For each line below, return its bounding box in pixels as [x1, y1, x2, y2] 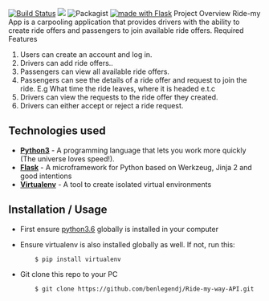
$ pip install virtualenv [35, 255, 122, 263]
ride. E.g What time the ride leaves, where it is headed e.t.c [19, 84, 216, 93]
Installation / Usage [8, 203, 108, 217]
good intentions [19, 171, 72, 181]
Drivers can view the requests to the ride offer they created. [19, 92, 218, 102]
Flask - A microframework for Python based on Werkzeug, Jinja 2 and [19, 162, 253, 172]
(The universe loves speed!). [19, 153, 115, 164]
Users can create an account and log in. [19, 50, 153, 59]
